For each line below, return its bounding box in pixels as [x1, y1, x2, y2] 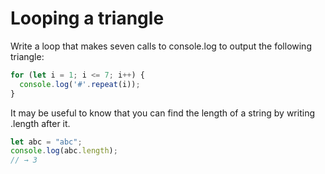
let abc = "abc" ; [10, 137, 83, 147]
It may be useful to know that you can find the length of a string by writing [10, 107, 315, 119]
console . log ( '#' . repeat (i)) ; [19, 79, 141, 89]
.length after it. [10, 117, 71, 129]
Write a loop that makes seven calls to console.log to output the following [10, 40, 312, 52]
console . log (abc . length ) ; [10, 146, 118, 156]
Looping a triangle [10, 7, 165, 30]
